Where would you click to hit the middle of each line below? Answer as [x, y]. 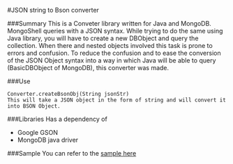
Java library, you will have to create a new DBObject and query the [103, 38]
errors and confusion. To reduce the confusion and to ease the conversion [114, 53]
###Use [19, 81]
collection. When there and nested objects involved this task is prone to [110, 46]
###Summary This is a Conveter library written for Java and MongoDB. [109, 23]
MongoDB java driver [48, 140]
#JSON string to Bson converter [53, 10]
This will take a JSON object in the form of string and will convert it [117, 100]
